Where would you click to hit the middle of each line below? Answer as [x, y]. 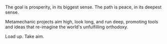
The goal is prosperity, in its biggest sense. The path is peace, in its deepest [83, 7]
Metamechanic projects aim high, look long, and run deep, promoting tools [82, 22]
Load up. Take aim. [25, 36]
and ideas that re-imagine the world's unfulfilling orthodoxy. [67, 27]
